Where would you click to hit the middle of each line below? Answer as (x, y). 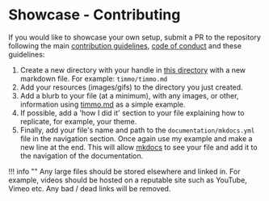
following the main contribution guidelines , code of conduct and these (125, 45)
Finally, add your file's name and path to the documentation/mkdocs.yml (137, 130)
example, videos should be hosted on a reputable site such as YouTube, (128, 180)
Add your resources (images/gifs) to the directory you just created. (132, 87)
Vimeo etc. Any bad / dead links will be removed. (90, 188)
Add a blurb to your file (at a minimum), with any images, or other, (129, 95)
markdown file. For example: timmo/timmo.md (94, 78)
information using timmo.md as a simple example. (103, 104)
